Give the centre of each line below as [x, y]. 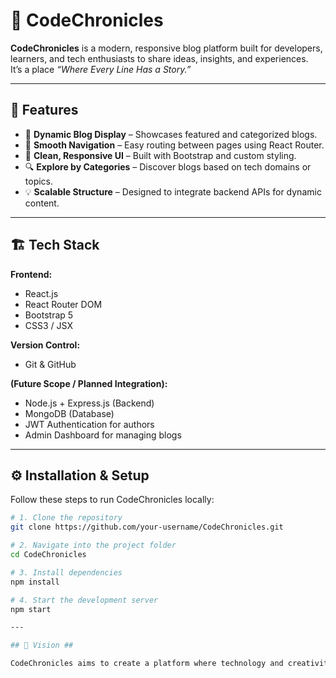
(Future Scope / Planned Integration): [89, 383]
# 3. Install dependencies [66, 572]
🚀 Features [44, 110]
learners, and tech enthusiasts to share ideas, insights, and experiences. [159, 58]
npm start [31, 609]
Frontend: [31, 274]
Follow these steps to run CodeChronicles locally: [112, 500]
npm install [35, 582]
